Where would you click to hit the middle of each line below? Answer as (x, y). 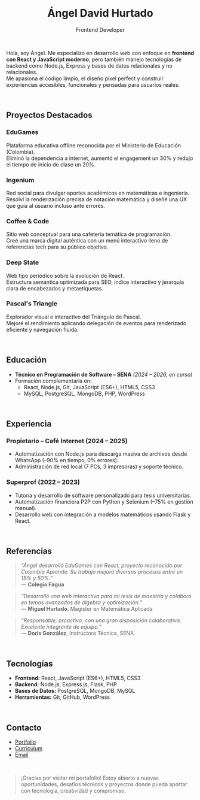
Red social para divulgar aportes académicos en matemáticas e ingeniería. (98, 193)
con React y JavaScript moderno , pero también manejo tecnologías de (94, 59)
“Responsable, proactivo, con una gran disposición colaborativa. (101, 620)
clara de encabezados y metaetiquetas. (55, 288)
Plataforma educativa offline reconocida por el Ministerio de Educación (93, 145)
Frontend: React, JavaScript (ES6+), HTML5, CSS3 (78, 678)
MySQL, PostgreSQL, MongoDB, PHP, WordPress (84, 393)
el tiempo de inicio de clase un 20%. (51, 164)
